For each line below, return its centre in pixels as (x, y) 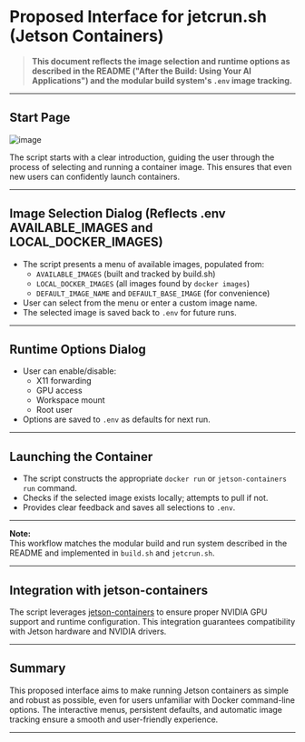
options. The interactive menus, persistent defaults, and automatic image (146, 709)
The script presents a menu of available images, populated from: (143, 264)
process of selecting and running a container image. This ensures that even (151, 166)
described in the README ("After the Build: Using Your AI (142, 71)
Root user (54, 410)
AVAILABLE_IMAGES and (81, 228)
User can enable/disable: (69, 371)
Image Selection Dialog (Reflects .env (118, 214)
